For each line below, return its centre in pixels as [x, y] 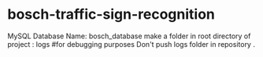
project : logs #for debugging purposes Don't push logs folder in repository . [131, 44]
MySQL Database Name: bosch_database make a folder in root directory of [129, 36]
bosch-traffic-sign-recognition [111, 14]
